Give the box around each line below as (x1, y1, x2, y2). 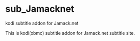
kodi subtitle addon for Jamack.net (5, 20, 79, 26)
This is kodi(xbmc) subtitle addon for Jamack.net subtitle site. (5, 30, 135, 36)
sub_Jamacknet (5, 3, 75, 15)
